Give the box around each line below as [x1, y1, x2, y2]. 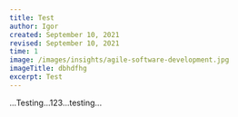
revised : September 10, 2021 [9, 38, 120, 48]
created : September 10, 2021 [9, 30, 120, 39]
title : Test [9, 13, 55, 23]
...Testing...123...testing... [9, 97, 103, 108]
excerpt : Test [9, 73, 64, 82]
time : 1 [9, 47, 39, 56]
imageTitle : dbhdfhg [9, 64, 88, 73]
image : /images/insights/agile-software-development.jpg [9, 55, 230, 64]
